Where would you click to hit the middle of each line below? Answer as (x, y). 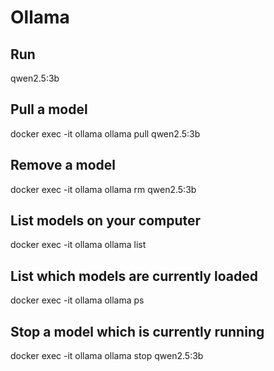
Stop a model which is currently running (137, 331)
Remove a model (63, 165)
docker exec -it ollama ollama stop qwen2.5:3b (107, 356)
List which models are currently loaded (134, 276)
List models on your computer (106, 221)
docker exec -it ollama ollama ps (77, 300)
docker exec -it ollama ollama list (78, 245)
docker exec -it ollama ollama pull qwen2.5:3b (105, 133)
